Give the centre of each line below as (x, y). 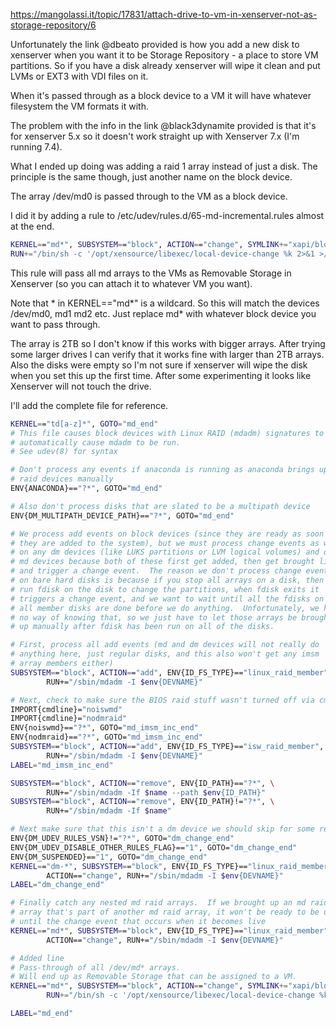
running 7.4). (36, 147)
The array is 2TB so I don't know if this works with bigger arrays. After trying (168, 343)
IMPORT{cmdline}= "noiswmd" (66, 709)
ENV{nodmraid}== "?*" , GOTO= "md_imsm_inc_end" (106, 737)
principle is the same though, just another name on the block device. (151, 177)
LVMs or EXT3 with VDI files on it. (79, 76)
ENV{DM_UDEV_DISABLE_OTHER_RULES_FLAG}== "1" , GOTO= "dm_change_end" (154, 847)
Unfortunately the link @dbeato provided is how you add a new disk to (155, 44)
